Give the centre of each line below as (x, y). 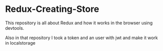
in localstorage (20, 43)
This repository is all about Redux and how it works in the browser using (79, 23)
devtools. (15, 28)
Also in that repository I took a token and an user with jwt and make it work (81, 38)
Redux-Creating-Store (52, 9)
